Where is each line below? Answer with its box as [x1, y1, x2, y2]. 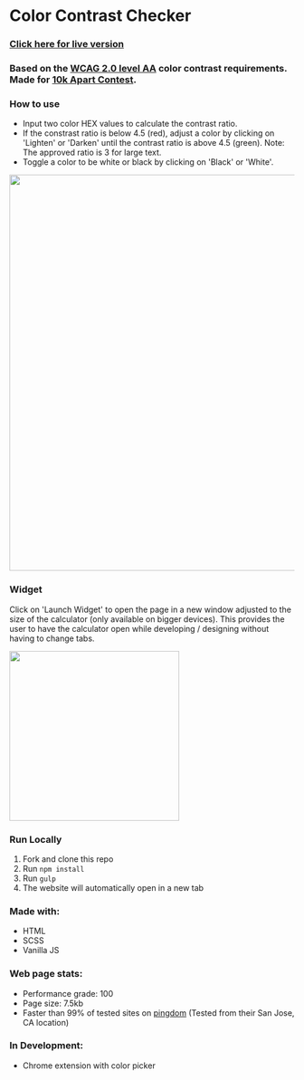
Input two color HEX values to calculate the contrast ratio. [22, 119, 238, 129]
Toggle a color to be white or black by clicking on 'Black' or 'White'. [22, 157, 274, 167]
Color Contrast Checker [9, 5, 192, 26]
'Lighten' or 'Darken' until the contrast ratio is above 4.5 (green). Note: [22, 138, 285, 148]
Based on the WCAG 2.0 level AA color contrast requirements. [9, 62, 288, 75]
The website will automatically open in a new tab [22, 882, 204, 893]
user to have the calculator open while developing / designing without [9, 623, 270, 634]
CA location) [22, 1017, 70, 1027]
